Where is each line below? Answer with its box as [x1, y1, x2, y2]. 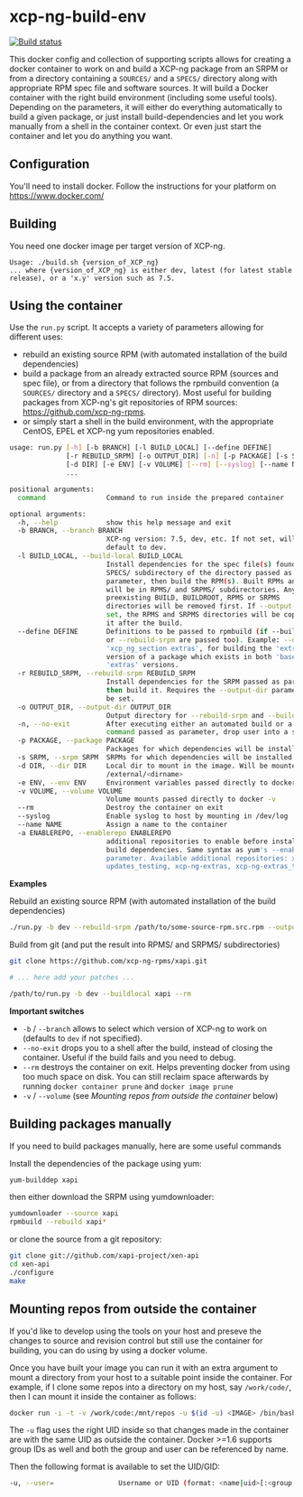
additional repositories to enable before [106, 837, 269, 846]
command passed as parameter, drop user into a [106, 728, 289, 737]
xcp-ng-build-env [9, 6, 147, 27]
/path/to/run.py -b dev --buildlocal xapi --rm [9, 989, 192, 999]
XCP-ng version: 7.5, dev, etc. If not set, [106, 535, 277, 544]
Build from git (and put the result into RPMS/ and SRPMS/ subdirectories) [9, 939, 280, 950]
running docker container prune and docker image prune [22, 1081, 234, 1092]
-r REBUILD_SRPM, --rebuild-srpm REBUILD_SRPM [17, 669, 196, 678]
